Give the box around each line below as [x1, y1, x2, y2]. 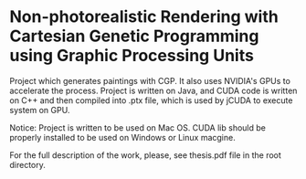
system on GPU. [9, 104, 70, 115]
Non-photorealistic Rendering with [9, 6, 279, 27]
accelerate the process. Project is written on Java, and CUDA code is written [9, 85, 298, 96]
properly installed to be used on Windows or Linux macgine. [9, 132, 236, 142]
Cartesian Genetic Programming [9, 26, 259, 47]
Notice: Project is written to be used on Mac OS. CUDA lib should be [9, 121, 267, 133]
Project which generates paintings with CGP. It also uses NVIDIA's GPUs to [9, 75, 290, 86]
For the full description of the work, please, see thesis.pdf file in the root [9, 149, 281, 161]
